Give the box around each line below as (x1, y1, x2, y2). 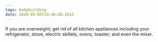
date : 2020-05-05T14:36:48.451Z (5, 12, 74, 17)
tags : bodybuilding (5, 7, 47, 12)
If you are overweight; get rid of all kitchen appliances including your (5, 25, 149, 31)
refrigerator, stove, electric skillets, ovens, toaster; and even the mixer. (5, 31, 153, 37)
